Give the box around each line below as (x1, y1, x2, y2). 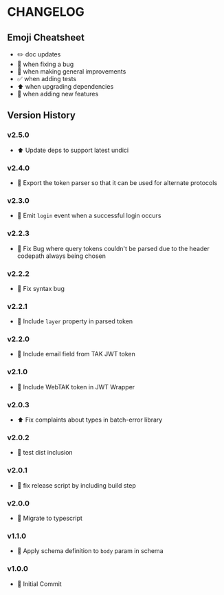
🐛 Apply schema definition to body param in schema (16, 547, 164, 555)
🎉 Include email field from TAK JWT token (16, 350, 135, 358)
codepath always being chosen (16, 252, 107, 260)
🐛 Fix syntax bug (16, 284, 65, 292)
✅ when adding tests (16, 75, 77, 83)
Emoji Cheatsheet (7, 32, 85, 43)
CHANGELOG (7, 4, 85, 20)
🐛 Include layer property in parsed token (16, 317, 133, 325)
